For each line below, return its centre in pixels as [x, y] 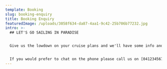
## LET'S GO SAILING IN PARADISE [44, 33]
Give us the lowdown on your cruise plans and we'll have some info [82, 46]
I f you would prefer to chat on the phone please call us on [74, 59]
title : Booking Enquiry [30, 19]
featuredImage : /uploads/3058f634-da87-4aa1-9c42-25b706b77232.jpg [77, 23]
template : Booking [24, 10]
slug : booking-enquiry [29, 14]
